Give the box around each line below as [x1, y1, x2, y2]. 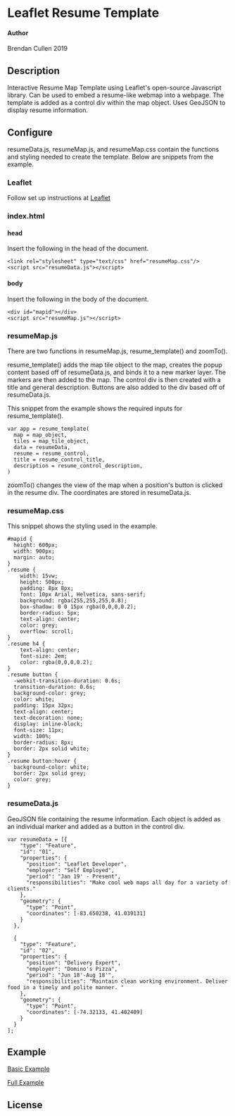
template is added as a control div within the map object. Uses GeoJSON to [7, 99, 226, 107]
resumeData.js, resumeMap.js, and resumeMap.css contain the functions [7, 145, 220, 154]
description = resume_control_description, [13, 462, 143, 470]
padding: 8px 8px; [20, 585, 74, 592]
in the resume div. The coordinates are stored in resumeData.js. [7, 488, 191, 496]
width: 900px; [13, 548, 55, 555]
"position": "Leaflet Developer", [25, 860, 128, 868]
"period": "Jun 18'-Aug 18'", [25, 971, 115, 979]
